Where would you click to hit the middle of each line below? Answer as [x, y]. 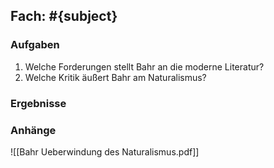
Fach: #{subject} [64, 16]
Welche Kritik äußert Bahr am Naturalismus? [115, 77]
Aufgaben [35, 45]
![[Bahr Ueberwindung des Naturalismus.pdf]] [105, 151]
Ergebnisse [38, 103]
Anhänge [33, 130]
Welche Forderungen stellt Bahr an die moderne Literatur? [144, 66]
